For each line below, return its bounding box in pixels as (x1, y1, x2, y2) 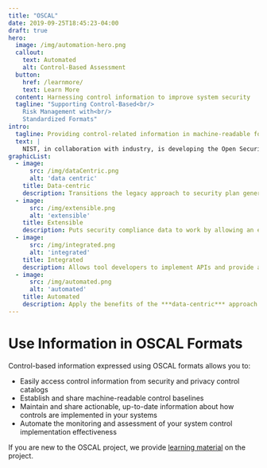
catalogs (19, 384, 49, 394)
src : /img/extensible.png (29, 204, 115, 212)
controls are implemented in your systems (19, 410, 157, 419)
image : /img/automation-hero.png (15, 41, 126, 49)
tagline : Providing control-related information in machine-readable (15, 130, 250, 138)
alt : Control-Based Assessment (22, 64, 126, 72)
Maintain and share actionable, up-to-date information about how (19, 401, 234, 411)
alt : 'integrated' (29, 248, 91, 256)
